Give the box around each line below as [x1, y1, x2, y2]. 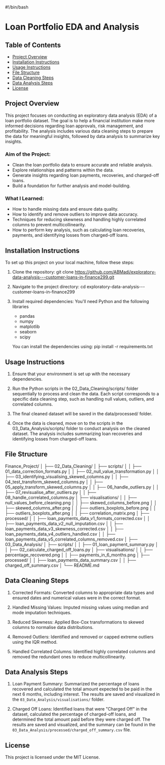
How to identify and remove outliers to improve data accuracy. [12, 211, 138, 218]
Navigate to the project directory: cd [12, 284, 86, 290]
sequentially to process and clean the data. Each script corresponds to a [12, 391, 160, 397]
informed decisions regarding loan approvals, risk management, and [5, 123, 143, 129]
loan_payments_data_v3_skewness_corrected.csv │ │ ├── [5, 525, 124, 532]
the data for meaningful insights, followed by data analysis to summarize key [5, 133, 160, 139]
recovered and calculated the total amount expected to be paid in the [12, 686, 152, 692]
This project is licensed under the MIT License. [5, 754, 100, 760]
